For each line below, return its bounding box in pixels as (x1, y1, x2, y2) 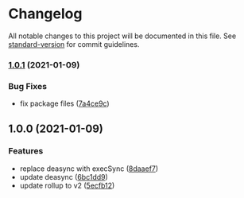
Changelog (8, 5, 83, 23)
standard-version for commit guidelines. (8, 39, 140, 49)
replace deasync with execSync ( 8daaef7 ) (19, 164, 159, 173)
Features (8, 146, 44, 157)
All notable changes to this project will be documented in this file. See (8, 31, 237, 41)
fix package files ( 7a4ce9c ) (19, 99, 110, 108)
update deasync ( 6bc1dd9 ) (19, 172, 109, 181)
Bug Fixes (8, 80, 48, 91)
